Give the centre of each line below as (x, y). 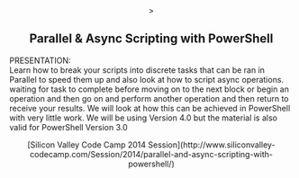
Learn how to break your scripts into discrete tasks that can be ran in (137, 70)
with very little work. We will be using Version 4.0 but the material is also (143, 118)
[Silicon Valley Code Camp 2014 (86, 145)
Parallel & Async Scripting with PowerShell (151, 39)
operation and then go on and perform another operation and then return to (149, 98)
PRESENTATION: (40, 60)
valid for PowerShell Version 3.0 (68, 127)
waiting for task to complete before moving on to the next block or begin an (149, 89)
